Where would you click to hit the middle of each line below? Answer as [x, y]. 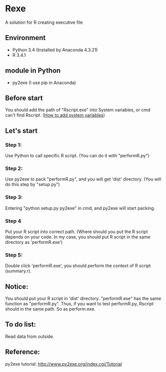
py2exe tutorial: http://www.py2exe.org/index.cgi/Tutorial [64, 364]
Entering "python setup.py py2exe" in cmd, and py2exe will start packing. [80, 208]
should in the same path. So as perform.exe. [50, 309]
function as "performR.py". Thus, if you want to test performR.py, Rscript [79, 304]
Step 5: [14, 255]
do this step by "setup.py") [33, 185]
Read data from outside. [30, 336]
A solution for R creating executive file [44, 22]
